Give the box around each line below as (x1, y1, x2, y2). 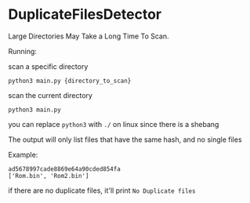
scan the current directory (8, 90, 92, 100)
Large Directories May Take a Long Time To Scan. (8, 31, 170, 41)
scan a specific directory (8, 61, 89, 71)
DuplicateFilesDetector (8, 5, 162, 24)
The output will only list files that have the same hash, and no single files (8, 135, 242, 144)
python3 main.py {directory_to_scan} (8, 77, 132, 85)
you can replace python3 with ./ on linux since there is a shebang (8, 119, 219, 129)
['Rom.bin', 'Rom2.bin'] (8, 172, 89, 179)
